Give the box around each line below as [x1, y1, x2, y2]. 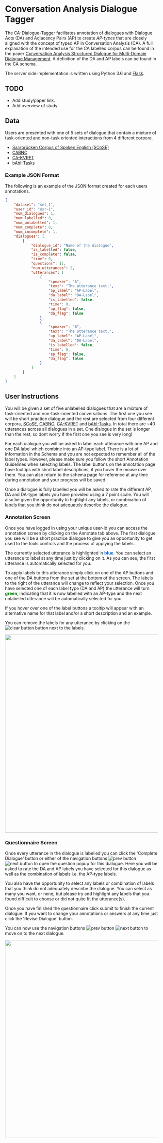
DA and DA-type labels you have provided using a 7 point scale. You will [5, 491, 149, 497]
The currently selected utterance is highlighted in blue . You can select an [5, 550, 151, 556]
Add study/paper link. [12, 97, 55, 103]
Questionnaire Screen [5, 839, 58, 846]
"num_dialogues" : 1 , [14, 211, 55, 216]
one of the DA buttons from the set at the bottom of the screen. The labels [5, 575, 153, 581]
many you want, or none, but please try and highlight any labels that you [5, 891, 149, 897]
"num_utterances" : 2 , [31, 266, 75, 270]
